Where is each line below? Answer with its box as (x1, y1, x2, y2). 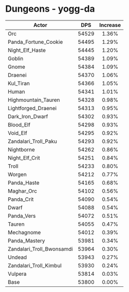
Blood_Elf (8, 121, 30, 128)
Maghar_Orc (8, 187, 37, 194)
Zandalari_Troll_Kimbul (8, 262, 62, 269)
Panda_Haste (8, 179, 40, 186)
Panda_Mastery (8, 237, 45, 244)
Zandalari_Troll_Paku (8, 138, 57, 145)
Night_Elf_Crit (8, 154, 41, 161)
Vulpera (8, 270, 27, 277)
